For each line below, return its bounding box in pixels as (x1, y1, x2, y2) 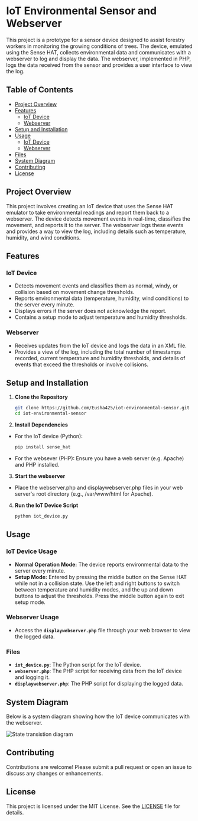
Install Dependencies (14, 421, 68, 428)
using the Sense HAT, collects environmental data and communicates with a (6, 49, 191, 56)
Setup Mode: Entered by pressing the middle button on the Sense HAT (14, 573, 187, 580)
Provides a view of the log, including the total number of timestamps (14, 348, 181, 355)
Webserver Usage (6, 613, 59, 622)
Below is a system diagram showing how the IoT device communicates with (6, 713, 190, 720)
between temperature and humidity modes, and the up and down (14, 586, 173, 593)
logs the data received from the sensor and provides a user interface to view (6, 61, 193, 69)
